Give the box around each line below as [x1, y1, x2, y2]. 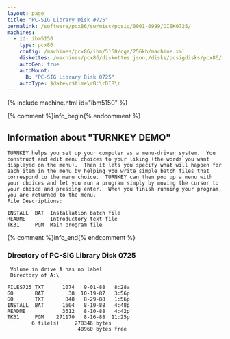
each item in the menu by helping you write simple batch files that [7, 168, 210, 175]
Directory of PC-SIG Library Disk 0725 [7, 250, 136, 260]
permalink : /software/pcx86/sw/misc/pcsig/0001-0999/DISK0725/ [7, 23, 192, 29]
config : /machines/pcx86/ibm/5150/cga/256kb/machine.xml [19, 49, 186, 55]
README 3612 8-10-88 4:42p [7, 308, 130, 315]
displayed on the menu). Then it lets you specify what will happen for [7, 162, 222, 169]
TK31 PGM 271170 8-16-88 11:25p [7, 314, 130, 321]
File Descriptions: [7, 198, 63, 205]
